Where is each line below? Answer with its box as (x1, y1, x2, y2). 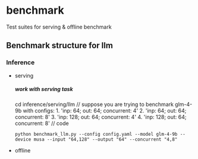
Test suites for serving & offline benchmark (6, 23, 112, 30)
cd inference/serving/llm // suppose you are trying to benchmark (14, 101, 174, 108)
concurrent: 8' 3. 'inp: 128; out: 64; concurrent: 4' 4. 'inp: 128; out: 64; (14, 113, 187, 120)
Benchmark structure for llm (6, 40, 113, 51)
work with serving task (14, 86, 73, 93)
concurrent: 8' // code (14, 120, 70, 127)
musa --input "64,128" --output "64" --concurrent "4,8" (33, 136, 178, 142)
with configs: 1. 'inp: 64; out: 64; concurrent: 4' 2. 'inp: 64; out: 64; (23, 107, 187, 114)
